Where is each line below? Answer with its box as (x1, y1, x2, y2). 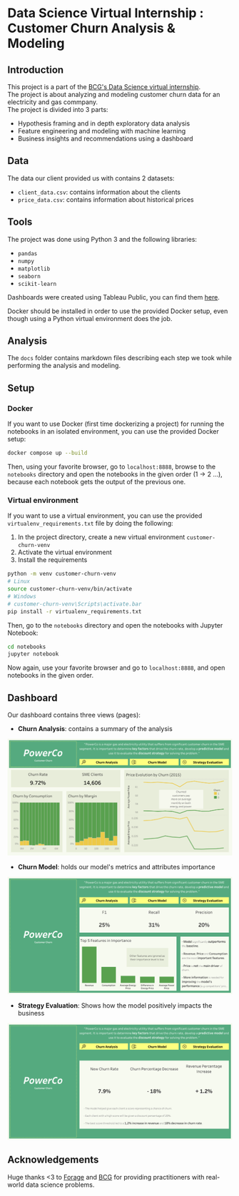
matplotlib (17, 265, 51, 272)
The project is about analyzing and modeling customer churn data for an (7, 91, 220, 98)
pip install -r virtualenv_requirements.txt (7, 608, 142, 615)
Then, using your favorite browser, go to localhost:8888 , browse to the (7, 462, 216, 471)
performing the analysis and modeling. (7, 362, 121, 370)
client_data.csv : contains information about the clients (17, 188, 180, 196)
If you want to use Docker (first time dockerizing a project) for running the (7, 419, 225, 429)
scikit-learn (17, 280, 57, 287)
